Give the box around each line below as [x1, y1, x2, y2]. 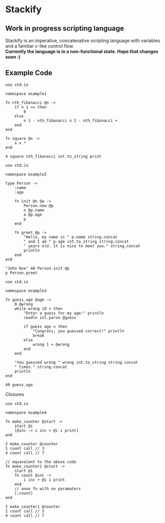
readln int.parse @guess [23, 315, 77, 320]
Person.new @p [23, 203, 54, 208]
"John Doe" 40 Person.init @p [5, 266, 70, 271]
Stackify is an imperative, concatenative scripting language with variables [5, 37, 160, 43]
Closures [5, 391, 25, 397]
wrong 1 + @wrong [32, 342, 70, 347]
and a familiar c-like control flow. [5, 43, 74, 49]
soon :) [5, 54, 20, 60]
